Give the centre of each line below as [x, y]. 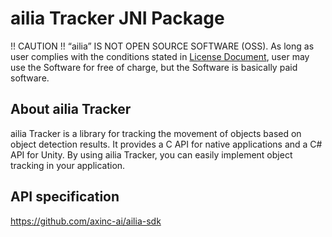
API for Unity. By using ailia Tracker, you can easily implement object [151, 154]
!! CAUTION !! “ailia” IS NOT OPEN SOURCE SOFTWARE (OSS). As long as [162, 46]
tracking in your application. [68, 165]
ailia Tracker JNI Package [117, 18]
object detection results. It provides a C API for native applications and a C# [166, 144]
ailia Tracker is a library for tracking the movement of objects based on [156, 133]
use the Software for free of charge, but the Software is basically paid [154, 67]
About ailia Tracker [71, 109]
